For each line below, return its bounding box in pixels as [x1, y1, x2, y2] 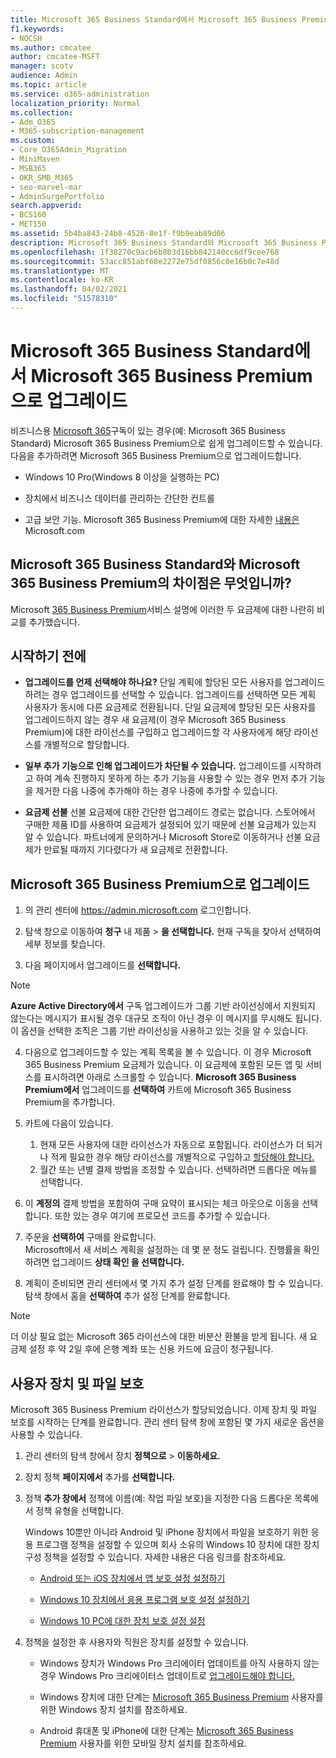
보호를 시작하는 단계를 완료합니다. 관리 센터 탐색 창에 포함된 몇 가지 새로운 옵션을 [10, 1416, 325, 1428]
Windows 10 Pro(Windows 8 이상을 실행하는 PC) [24, 471, 220, 483]
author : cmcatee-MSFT [10, 52, 101, 62]
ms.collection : [10, 107, 74, 118]
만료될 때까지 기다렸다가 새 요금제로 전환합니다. [43, 844, 228, 856]
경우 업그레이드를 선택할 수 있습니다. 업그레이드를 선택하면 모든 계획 [51, 689, 317, 701]
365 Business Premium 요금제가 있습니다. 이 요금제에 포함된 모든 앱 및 [24, 1059, 304, 1071]
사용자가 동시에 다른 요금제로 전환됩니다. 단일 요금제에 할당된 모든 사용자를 [24, 701, 317, 713]
